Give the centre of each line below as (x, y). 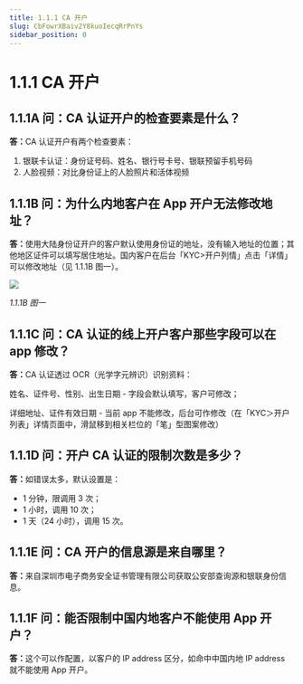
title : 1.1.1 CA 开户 (49, 18)
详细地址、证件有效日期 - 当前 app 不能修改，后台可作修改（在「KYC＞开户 (150, 413)
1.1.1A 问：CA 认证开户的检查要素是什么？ (125, 118)
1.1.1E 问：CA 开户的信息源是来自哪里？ (118, 552)
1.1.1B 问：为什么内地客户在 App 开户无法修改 (135, 203)
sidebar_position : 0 (48, 34)
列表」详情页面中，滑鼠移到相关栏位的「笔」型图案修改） (116, 424)
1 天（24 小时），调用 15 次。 (75, 520)
